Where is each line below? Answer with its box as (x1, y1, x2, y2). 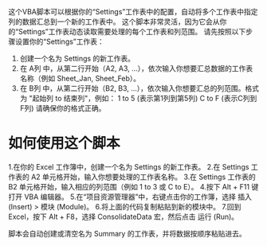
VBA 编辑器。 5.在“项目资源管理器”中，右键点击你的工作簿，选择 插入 (23, 192, 253, 201)
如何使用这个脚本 (8, 135, 121, 153)
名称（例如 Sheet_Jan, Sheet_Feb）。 (19, 74, 141, 83)
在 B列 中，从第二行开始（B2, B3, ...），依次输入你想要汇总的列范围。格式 (19, 84, 260, 93)
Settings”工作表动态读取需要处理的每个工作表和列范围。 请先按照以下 (18, 27, 246, 36)
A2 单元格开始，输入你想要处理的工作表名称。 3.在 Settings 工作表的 (30, 172, 257, 182)
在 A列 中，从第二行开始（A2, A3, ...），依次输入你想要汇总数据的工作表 (19, 64, 253, 73)
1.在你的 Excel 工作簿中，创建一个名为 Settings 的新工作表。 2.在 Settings (8, 162, 249, 171)
